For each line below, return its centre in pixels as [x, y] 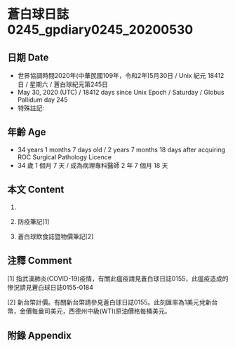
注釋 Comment [40, 261]
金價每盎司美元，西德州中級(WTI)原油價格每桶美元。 [95, 311]
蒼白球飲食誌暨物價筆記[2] [55, 236]
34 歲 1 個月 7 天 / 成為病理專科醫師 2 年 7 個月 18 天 [93, 165]
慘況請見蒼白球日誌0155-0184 [50, 288]
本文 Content [36, 190]
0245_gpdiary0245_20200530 [100, 30]
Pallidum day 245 [42, 100]
